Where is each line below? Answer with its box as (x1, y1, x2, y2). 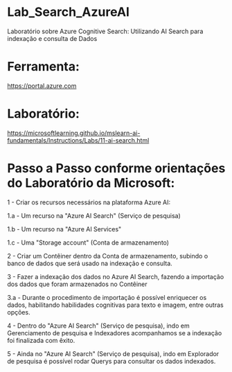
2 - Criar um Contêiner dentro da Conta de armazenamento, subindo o (7, 251, 208, 260)
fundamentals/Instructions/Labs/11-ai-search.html (7, 136, 150, 144)
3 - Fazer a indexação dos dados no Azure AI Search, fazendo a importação (7, 272, 224, 281)
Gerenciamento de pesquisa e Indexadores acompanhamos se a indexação (7, 328, 222, 337)
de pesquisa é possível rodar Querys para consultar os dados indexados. (7, 357, 216, 365)
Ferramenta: (7, 59, 80, 75)
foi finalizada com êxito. (7, 336, 75, 344)
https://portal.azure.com (7, 81, 77, 90)
